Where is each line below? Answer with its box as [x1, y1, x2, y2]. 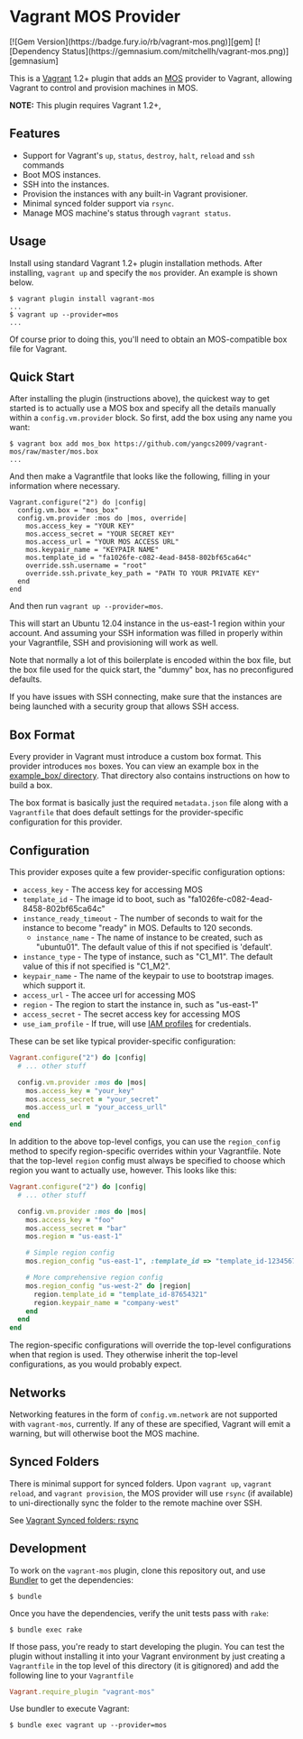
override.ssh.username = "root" [25, 561, 147, 570]
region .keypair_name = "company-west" [32, 1298, 179, 1307]
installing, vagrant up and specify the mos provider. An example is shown [9, 267, 278, 278]
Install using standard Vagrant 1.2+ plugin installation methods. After [9, 257, 263, 268]
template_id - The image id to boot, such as [22, 894, 187, 904]
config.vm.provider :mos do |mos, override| [17, 514, 188, 523]
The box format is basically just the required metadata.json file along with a [9, 797, 289, 808]
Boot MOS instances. [22, 169, 101, 179]
